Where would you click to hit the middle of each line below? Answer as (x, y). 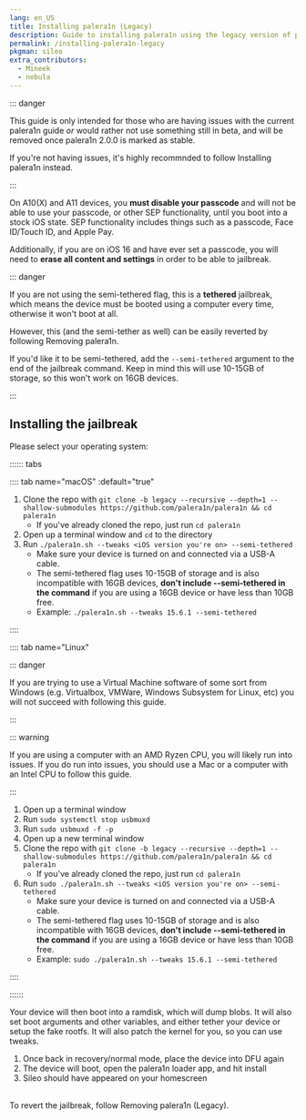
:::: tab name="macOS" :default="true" (82, 481)
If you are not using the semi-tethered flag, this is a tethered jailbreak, (141, 294)
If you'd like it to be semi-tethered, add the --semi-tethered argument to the (152, 358)
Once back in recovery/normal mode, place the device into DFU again (153, 1058)
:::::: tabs (26, 463)
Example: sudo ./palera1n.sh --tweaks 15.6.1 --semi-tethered (157, 959)
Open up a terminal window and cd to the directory (117, 535)
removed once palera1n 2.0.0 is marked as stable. (102, 140)
